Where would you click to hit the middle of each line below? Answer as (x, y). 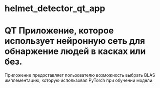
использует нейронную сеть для (75, 41)
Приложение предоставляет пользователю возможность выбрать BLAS (80, 75)
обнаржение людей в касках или (75, 51)
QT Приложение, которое (59, 31)
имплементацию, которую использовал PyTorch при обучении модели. (79, 80)
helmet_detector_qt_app (55, 9)
